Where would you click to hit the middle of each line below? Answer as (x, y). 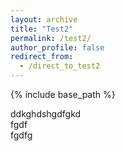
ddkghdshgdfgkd (46, 114)
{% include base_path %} (63, 94)
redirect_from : (42, 57)
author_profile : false (57, 47)
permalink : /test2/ (51, 38)
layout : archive (44, 19)
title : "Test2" (42, 29)
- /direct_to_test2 (60, 66)
